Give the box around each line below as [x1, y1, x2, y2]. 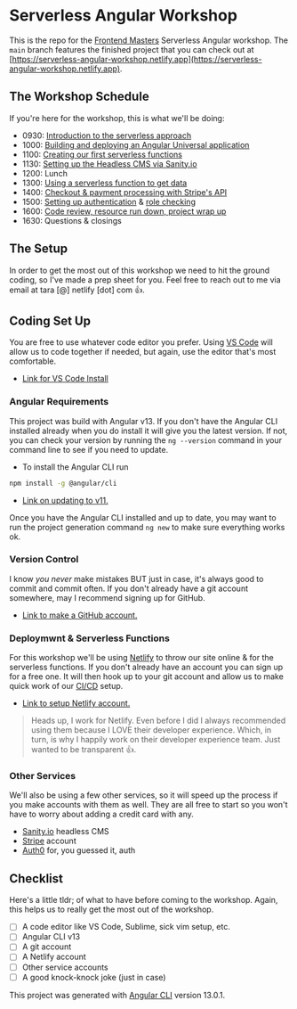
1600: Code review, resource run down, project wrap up [21, 206, 227, 217]
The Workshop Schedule [9, 89, 149, 104]
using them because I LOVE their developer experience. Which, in [30, 725, 272, 735]
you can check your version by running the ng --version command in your [9, 434, 283, 446]
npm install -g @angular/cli [9, 479, 117, 488]
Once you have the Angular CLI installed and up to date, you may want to [9, 512, 277, 522]
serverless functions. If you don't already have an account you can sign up [9, 661, 284, 673]
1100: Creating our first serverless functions [21, 149, 182, 160]
